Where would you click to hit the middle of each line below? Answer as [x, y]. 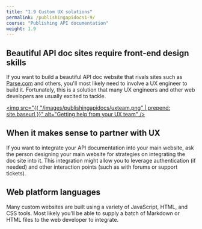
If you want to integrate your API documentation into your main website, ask [100, 148]
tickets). [16, 173]
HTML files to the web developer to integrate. [63, 219]
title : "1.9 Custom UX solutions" [50, 12]
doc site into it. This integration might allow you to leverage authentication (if [101, 160]
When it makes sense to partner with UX [83, 133]
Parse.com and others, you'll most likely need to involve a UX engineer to [97, 83]
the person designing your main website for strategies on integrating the [96, 154]
